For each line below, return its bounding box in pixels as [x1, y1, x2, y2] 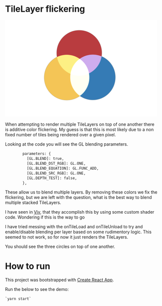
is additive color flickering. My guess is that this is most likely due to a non [5, 126, 154, 132]
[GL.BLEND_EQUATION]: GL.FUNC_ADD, [26, 166, 99, 171]
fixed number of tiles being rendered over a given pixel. [5, 131, 116, 137]
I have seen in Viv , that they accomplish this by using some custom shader [5, 209, 155, 215]
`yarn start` [5, 296, 32, 301]
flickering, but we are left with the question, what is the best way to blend [5, 194, 152, 200]
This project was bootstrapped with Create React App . [5, 277, 114, 283]
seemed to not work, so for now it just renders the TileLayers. [5, 234, 128, 240]
